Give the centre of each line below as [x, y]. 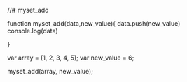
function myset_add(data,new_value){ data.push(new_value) [94, 23]
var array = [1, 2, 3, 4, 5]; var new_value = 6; [71, 58]
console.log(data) [33, 31]
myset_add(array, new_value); [50, 71]
